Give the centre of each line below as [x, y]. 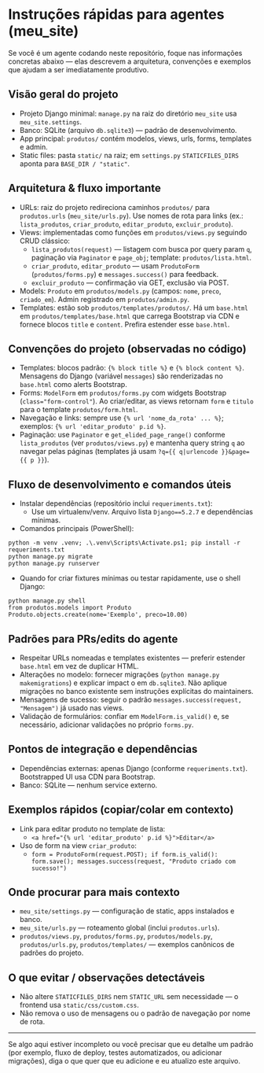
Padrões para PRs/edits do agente [93, 639]
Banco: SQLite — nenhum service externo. [88, 785]
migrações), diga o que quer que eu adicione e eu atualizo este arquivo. [125, 1061]
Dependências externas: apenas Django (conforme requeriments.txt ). [133, 768]
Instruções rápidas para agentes [116, 15]
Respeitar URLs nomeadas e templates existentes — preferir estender [132, 658]
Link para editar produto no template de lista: [92, 828]
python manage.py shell [47, 601]
